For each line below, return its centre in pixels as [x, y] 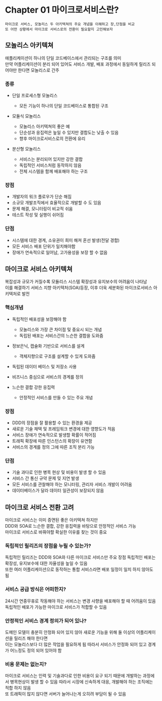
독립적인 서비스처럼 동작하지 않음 [50, 165]
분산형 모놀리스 [26, 149]
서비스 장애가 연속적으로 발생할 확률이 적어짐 [54, 435]
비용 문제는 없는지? [26, 664]
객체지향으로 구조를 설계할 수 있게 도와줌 [57, 356]
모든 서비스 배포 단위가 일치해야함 [44, 246]
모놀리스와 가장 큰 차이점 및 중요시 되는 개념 [60, 329]
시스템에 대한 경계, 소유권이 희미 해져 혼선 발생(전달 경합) [66, 240]
